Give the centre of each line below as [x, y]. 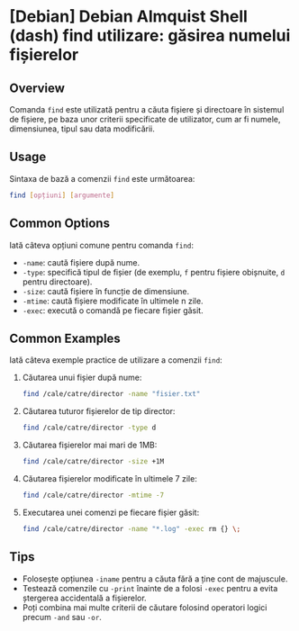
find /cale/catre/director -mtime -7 [93, 495]
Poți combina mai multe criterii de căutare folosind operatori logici [145, 607]
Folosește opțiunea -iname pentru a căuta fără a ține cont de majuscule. [155, 579]
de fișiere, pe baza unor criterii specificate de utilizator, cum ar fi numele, [145, 119]
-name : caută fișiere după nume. [81, 262]
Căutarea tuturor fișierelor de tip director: [99, 411]
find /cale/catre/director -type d [89, 428]
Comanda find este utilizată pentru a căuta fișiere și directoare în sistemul [147, 109]
